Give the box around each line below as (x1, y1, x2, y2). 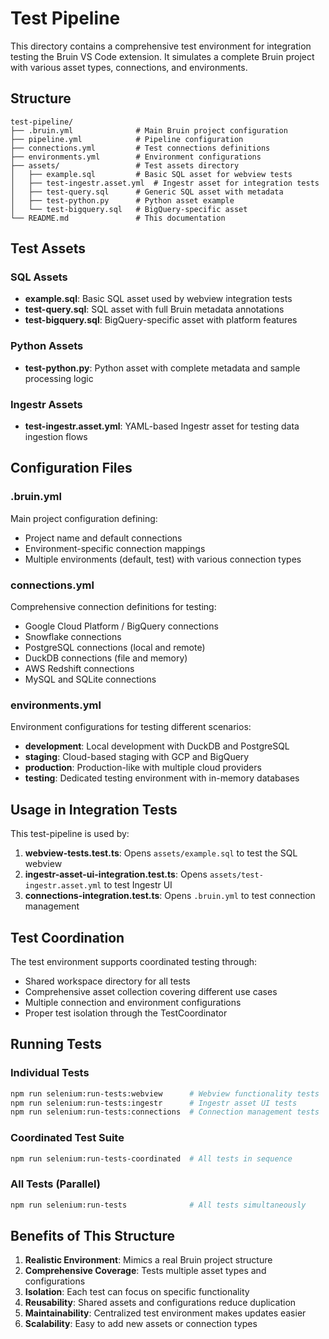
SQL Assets (10, 270, 68, 284)
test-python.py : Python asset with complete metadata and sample (24, 362, 301, 374)
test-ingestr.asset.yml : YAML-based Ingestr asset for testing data (24, 420, 300, 432)
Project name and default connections (24, 532, 183, 544)
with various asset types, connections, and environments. (10, 61, 248, 73)
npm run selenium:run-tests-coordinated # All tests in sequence (10, 1153, 293, 1164)
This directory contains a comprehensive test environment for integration (10, 40, 312, 52)
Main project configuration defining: (10, 512, 158, 524)
